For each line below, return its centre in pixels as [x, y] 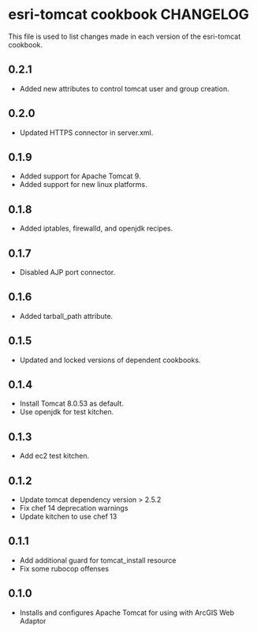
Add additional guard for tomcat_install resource [98, 560]
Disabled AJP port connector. [67, 272]
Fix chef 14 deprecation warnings [74, 508]
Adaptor [33, 620]
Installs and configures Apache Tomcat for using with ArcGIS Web [127, 612]
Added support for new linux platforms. [83, 185]
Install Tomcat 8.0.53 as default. [72, 403]
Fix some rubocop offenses [64, 568]
